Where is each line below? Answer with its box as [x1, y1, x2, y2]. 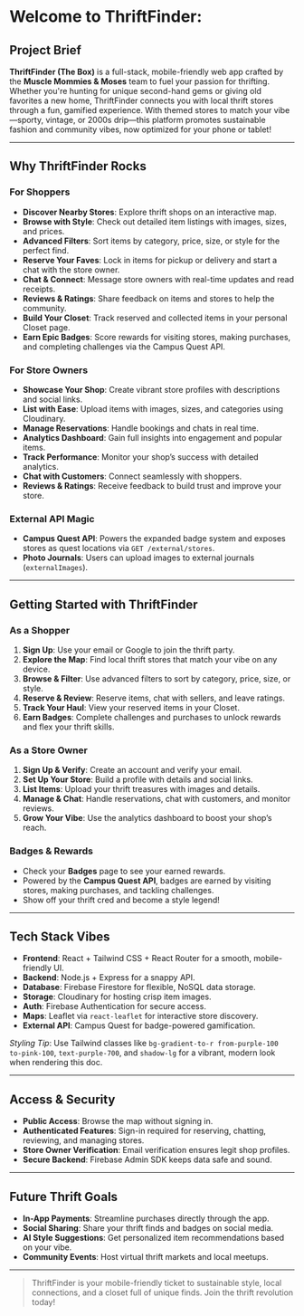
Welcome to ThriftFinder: [9, 6, 203, 27]
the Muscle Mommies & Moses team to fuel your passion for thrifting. [9, 76, 270, 87]
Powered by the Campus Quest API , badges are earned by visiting [22, 875, 271, 886]
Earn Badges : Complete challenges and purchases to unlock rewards [22, 711, 282, 722]
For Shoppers [9, 186, 71, 198]
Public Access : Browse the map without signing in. [22, 1116, 214, 1127]
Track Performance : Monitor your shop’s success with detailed [22, 451, 260, 463]
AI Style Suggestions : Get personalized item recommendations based [22, 1233, 285, 1243]
